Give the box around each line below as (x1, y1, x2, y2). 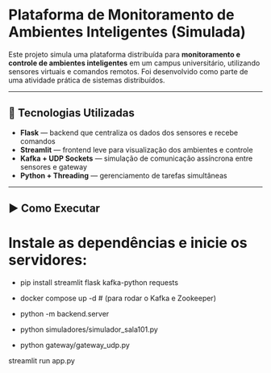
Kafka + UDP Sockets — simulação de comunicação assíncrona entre (19, 153, 253, 163)
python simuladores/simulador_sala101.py (19, 325, 159, 334)
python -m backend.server (19, 309, 110, 319)
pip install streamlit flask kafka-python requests (19, 278, 179, 287)
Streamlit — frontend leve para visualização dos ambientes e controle (19, 145, 253, 154)
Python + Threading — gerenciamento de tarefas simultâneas (19, 170, 227, 180)
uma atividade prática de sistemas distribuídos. (8, 75, 165, 85)
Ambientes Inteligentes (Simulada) (8, 23, 246, 41)
